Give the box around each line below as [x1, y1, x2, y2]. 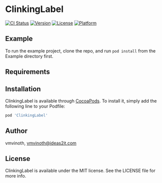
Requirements [5, 67, 50, 76]
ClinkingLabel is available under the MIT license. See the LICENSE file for [5, 167, 156, 173]
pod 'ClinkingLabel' [5, 112, 48, 118]
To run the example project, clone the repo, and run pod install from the [5, 47, 156, 53]
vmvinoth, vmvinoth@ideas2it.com [5, 140, 76, 146]
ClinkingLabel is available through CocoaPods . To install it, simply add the [5, 97, 157, 103]
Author [5, 126, 27, 135]
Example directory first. [5, 53, 53, 59]
